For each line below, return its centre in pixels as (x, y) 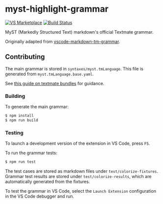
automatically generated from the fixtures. (47, 181)
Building (15, 96)
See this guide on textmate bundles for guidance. (55, 83)
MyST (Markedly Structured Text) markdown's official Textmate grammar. (79, 32)
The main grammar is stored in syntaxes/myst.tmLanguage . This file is (74, 68)
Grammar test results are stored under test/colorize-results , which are (78, 176)
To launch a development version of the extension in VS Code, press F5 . (78, 143)
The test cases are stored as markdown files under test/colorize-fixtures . (81, 171)
